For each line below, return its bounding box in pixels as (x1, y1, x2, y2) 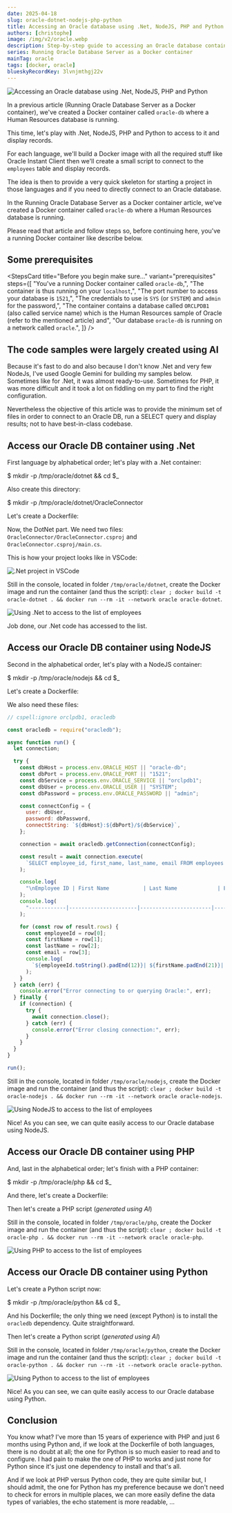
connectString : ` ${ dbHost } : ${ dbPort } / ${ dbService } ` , (25, 822, 181, 829)
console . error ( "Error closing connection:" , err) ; (32, 1026, 181, 1033)
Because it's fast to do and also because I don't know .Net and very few (7, 362, 212, 370)
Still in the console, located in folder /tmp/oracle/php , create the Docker (7, 1218, 212, 1226)
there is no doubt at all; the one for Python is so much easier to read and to (7, 1448, 221, 1456)
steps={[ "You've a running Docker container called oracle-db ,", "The (7, 280, 204, 288)
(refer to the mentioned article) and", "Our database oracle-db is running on (7, 316, 222, 325)
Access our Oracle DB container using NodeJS (7, 642, 212, 654)
